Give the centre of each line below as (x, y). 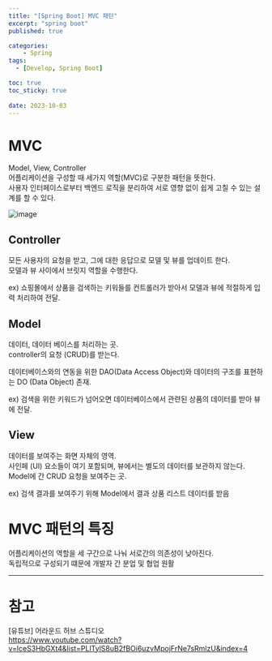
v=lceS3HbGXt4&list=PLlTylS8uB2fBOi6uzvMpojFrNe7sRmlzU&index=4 (128, 648)
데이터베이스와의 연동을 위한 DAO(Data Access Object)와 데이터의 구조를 (125, 371)
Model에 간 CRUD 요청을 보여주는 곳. (68, 476)
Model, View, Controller (47, 168)
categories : (28, 45)
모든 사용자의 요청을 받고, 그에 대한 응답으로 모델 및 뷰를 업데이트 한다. (119, 260)
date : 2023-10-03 (38, 105)
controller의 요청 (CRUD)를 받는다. (64, 354)
